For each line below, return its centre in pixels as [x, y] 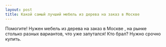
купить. [13, 39]
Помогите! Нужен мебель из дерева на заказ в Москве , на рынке [76, 28]
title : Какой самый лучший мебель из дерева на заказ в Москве [72, 14]
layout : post [19, 10]
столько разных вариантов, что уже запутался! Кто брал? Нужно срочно [83, 34]
